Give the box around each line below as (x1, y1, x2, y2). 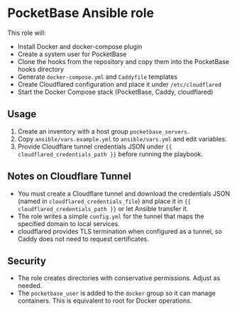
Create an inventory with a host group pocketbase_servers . (17, 127, 189, 136)
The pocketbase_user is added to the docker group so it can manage (17, 289, 216, 298)
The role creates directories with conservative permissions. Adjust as (17, 274, 221, 282)
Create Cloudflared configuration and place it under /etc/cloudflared (17, 80, 222, 88)
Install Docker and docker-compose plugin (17, 42, 143, 50)
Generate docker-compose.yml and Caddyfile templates (17, 72, 178, 81)
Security (7, 254, 46, 267)
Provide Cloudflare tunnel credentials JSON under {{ (17, 142, 172, 151)
